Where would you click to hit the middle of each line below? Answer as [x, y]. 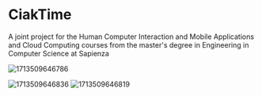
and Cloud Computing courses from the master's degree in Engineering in [129, 44]
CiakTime [40, 15]
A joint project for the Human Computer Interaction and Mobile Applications [131, 36]
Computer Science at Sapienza [59, 53]
